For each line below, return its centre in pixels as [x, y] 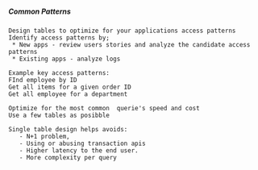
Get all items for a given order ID [70, 87]
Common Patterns [40, 11]
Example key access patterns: [59, 73]
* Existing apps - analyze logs [66, 59]
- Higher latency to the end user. [79, 150]
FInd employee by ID [43, 80]
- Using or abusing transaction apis [83, 143]
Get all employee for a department [68, 94]
